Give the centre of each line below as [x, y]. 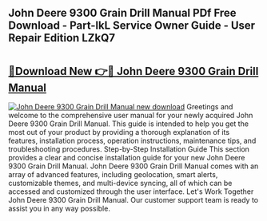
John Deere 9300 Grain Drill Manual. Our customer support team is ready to [133, 200]
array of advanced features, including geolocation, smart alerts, [113, 174]
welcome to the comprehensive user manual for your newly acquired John [131, 115]
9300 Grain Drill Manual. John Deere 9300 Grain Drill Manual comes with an [133, 166]
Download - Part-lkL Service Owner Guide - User [132, 26]
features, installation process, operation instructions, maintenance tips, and [132, 140]
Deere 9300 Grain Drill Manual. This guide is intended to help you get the [129, 124]
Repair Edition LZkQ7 [62, 38]
